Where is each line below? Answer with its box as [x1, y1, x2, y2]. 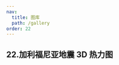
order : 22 [6, 25, 31, 32]
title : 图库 [11, 14, 40, 20]
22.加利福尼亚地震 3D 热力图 [6, 49, 114, 60]
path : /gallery [11, 20, 50, 26]
